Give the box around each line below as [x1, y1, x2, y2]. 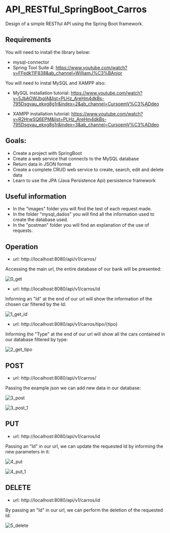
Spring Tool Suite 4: [12, 64, 55, 70]
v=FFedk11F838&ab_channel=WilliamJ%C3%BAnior [12, 70, 122, 76]
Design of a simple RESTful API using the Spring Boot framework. [5, 21, 143, 27]
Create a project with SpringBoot [12, 150, 82, 156]
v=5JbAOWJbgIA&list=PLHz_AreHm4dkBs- [12, 95, 104, 101]
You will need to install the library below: [5, 49, 91, 55]
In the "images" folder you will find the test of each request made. [12, 206, 152, 212]
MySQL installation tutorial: [12, 90, 70, 96]
